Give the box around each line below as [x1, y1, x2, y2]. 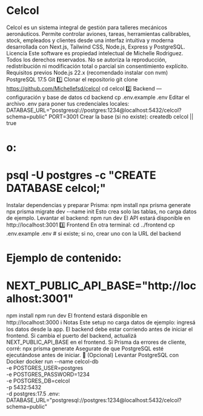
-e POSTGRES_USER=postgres [6, 364, 84, 372]
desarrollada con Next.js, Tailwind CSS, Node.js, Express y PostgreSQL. [6, 43, 185, 50]
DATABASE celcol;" [6, 182, 106, 195]
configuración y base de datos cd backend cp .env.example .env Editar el [6, 94, 190, 101]
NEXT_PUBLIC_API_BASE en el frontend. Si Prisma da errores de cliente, [6, 338, 187, 346]
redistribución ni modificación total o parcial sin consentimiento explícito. [6, 62, 189, 70]
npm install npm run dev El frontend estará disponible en [6, 312, 148, 319]
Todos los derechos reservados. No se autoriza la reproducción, [6, 56, 167, 63]
